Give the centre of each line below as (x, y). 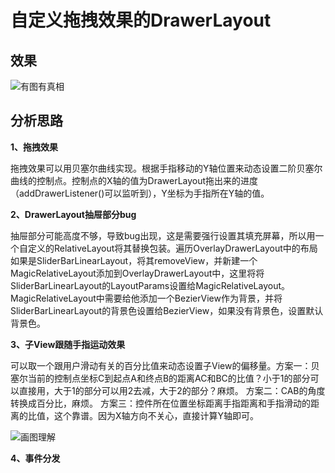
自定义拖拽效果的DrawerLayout (141, 20)
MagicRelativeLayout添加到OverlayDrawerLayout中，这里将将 (137, 273)
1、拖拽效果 (34, 147)
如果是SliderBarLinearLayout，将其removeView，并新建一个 (134, 260)
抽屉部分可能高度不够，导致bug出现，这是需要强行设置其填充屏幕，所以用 (163, 235)
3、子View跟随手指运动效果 (68, 344)
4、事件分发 (35, 458)
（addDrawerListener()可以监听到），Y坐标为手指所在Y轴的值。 (140, 193)
